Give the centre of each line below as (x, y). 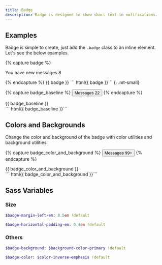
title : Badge (19, 10)
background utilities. (27, 142)
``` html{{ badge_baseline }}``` (36, 109)
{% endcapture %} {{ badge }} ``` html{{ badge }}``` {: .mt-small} (72, 82)
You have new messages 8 (34, 73)
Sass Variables (29, 190)
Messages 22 (87, 93)
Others (14, 238)
